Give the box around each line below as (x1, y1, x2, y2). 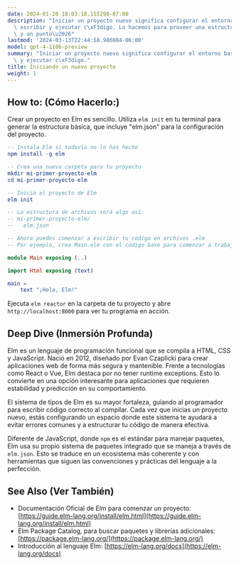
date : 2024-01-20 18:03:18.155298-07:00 (7, 10, 129, 18)
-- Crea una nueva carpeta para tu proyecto (7, 163, 142, 171)
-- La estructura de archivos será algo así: (7, 209, 144, 216)
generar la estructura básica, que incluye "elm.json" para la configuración (7, 122, 224, 131)
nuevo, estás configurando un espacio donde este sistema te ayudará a (7, 413, 218, 421)
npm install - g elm (7, 151, 65, 158)
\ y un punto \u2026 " (14, 30, 75, 38)
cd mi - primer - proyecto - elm (7, 176, 87, 183)
